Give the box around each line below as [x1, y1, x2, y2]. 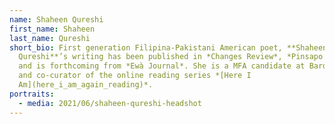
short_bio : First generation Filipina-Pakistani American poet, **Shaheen [9, 42, 328, 53]
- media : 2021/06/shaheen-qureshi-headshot [18, 98, 202, 108]
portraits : [9, 89, 55, 99]
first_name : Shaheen [9, 24, 96, 34]
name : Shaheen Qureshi [9, 14, 104, 25]
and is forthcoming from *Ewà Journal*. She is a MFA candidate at [18, 61, 306, 71]
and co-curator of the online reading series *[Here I [18, 71, 252, 81]
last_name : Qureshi [9, 33, 91, 43]
